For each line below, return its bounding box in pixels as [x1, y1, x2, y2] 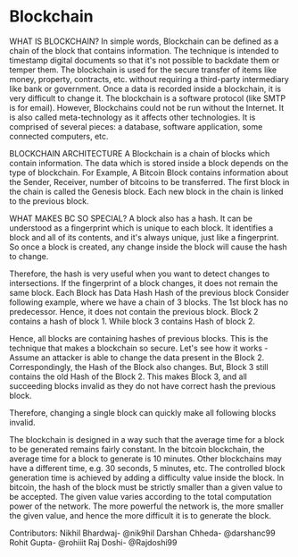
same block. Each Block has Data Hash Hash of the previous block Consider [9, 287, 290, 298]
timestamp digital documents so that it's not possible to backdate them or [9, 55, 279, 65]
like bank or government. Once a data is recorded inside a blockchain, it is [9, 83, 282, 94]
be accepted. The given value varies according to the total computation [9, 491, 272, 502]
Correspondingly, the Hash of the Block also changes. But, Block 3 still [9, 361, 269, 372]
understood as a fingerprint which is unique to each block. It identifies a [9, 222, 274, 233]
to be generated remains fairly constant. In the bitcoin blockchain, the [9, 443, 265, 454]
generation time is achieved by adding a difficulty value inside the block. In [9, 472, 284, 483]
